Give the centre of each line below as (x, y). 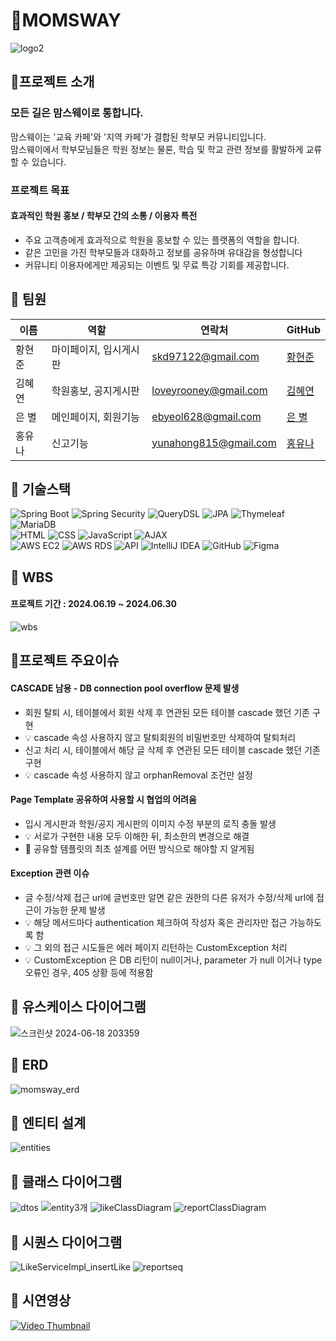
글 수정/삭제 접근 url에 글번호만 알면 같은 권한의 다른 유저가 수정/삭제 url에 (169, 897)
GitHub (303, 329)
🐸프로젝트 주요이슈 (65, 660)
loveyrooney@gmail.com (209, 390)
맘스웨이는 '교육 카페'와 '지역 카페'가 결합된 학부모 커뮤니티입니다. (138, 136)
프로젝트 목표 (40, 190)
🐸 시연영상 (41, 1300)
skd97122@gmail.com (205, 356)
